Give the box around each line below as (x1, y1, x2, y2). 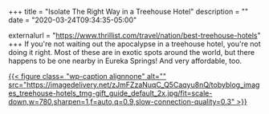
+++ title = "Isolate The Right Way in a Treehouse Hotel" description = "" (8, 7, 249, 16)
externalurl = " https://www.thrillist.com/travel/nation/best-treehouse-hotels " (8, 31, 261, 40)
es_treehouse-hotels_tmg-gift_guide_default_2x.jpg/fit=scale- (8, 88, 213, 98)
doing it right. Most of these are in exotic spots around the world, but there (8, 48, 255, 57)
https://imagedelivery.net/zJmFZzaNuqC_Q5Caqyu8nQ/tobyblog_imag (26, 80, 260, 89)
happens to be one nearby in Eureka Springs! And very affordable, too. (8, 56, 243, 65)
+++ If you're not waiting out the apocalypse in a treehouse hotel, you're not (8, 39, 261, 49)
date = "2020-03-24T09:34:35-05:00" (8, 15, 137, 25)
